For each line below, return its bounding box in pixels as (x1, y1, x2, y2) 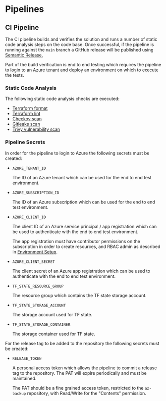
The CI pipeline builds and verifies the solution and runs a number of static (5, 36, 158, 42)
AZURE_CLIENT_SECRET (12, 259, 55, 264)
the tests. (5, 72, 24, 78)
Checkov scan (12, 116, 42, 122)
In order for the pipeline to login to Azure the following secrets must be (5, 150, 150, 156)
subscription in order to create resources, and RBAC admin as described (12, 244, 161, 250)
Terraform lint (12, 110, 41, 117)
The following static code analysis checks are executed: (5, 96, 120, 102)
